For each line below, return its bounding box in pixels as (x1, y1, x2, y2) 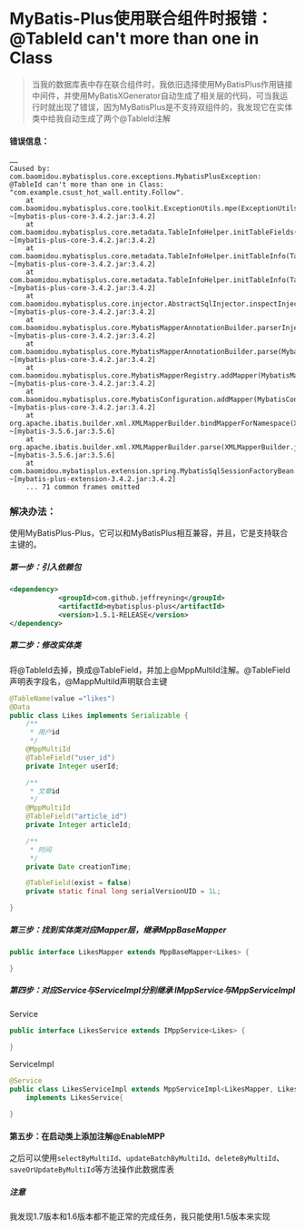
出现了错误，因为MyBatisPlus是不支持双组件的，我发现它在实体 (55, 101, 293, 112)
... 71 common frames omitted (25, 483, 141, 492)
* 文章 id (29, 786, 61, 796)
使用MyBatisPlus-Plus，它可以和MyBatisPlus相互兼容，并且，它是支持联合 (9, 528, 289, 539)
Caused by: (9, 165, 51, 174)
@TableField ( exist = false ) (25, 879, 132, 888)
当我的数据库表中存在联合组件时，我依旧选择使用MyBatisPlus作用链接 (31, 78, 293, 89)
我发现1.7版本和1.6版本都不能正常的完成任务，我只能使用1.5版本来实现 (9, 1211, 271, 1222)
